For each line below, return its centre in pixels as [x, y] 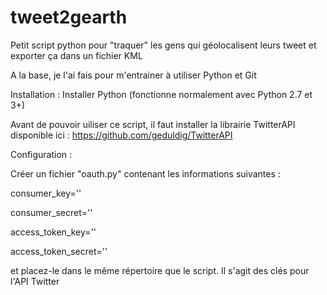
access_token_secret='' [59, 251]
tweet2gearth [69, 17]
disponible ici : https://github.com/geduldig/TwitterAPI [121, 135]
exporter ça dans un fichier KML [76, 55]
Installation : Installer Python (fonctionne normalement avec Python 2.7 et [161, 94]
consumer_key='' [46, 193]
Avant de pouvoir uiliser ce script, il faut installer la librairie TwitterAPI [153, 124]
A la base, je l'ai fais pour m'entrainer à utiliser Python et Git [133, 75]
